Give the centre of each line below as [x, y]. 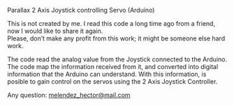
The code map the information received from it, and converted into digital [113, 67]
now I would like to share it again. [55, 31]
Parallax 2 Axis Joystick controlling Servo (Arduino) [81, 10]
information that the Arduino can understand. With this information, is [107, 74]
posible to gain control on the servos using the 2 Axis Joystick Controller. [112, 82]
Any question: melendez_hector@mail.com [69, 95]
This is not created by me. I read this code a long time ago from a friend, [111, 23]
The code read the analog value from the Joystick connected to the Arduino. [117, 59]
